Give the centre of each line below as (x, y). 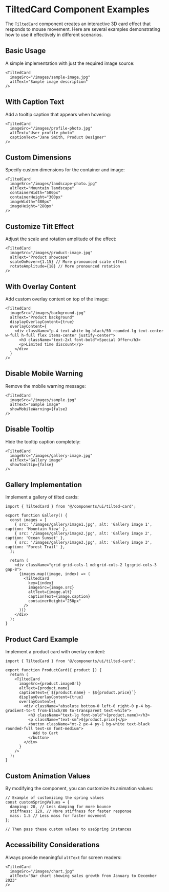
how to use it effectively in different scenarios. (54, 34)
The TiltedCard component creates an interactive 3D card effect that (78, 24)
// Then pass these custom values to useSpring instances (68, 829)
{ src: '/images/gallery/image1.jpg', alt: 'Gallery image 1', (83, 525)
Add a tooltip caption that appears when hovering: (58, 114)
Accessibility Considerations (52, 845)
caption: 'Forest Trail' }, (35, 547)
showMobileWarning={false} (39, 409)
